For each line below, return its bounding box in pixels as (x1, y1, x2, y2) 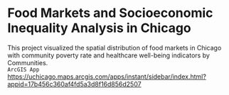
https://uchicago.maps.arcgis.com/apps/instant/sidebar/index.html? (7, 72, 206, 81)
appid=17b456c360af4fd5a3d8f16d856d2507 (7, 79, 142, 88)
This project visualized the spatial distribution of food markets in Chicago (7, 43, 222, 52)
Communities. (7, 58, 48, 67)
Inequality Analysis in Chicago (7, 20, 191, 36)
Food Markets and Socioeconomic (7, 5, 213, 21)
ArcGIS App (7, 66, 40, 73)
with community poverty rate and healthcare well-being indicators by (7, 51, 210, 60)
